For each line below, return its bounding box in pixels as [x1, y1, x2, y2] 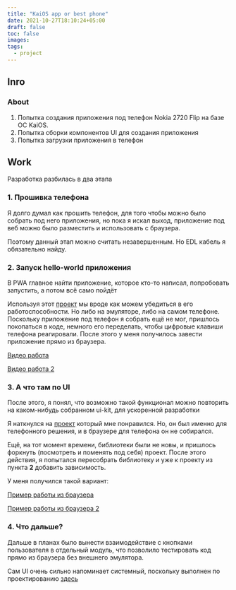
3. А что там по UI [7, 382, 70, 392]
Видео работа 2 [7, 365, 55, 373]
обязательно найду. [7, 244, 67, 253]
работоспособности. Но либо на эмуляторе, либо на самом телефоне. [7, 307, 220, 315]
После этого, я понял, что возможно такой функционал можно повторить [7, 399, 229, 407]
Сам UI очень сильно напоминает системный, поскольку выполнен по [7, 567, 221, 575]
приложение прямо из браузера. [7, 337, 106, 346]
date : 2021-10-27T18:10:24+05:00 [7, 17, 106, 24]
